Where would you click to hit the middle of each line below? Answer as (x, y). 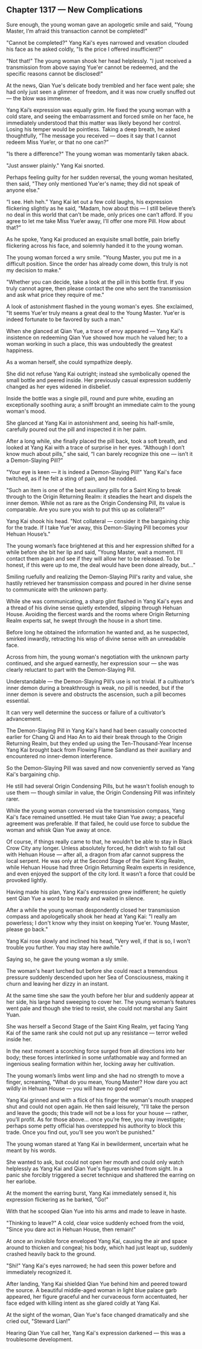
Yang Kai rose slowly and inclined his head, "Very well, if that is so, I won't (98, 941)
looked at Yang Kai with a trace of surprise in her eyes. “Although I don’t (96, 447)
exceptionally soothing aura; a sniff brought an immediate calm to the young (101, 405)
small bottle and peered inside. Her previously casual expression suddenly (99, 380)
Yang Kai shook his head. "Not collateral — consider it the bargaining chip (98, 521)
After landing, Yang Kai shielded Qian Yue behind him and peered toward (97, 1284)
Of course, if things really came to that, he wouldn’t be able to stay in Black (99, 841)
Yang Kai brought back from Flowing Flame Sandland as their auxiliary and (99, 750)
